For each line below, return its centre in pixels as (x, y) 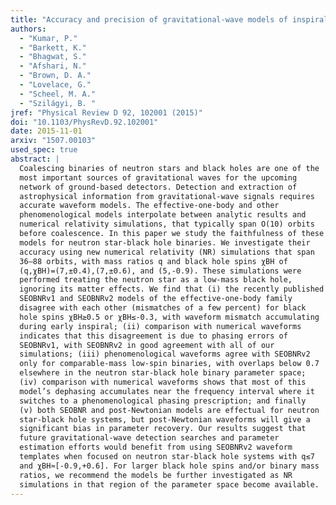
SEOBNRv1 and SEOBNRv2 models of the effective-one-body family (156, 299)
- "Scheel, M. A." (58, 94)
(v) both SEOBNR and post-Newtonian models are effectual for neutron (169, 410)
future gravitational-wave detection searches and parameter (149, 438)
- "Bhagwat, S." (53, 57)
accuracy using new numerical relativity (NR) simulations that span (167, 252)
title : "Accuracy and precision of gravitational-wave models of (149, 19)
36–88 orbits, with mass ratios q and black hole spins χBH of (153, 261)
